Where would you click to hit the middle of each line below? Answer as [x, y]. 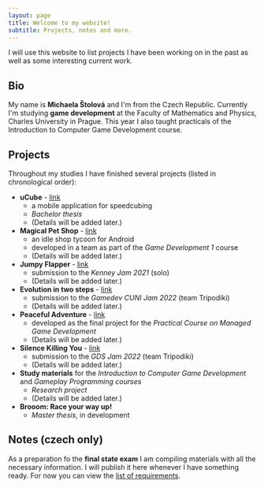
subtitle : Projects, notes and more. [70, 30]
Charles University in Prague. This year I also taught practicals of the [120, 121]
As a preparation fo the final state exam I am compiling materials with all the [132, 459]
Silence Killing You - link [60, 348]
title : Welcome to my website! [59, 23]
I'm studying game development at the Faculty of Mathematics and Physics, [132, 113]
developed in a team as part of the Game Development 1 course [135, 248]
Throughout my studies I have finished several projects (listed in [112, 173]
